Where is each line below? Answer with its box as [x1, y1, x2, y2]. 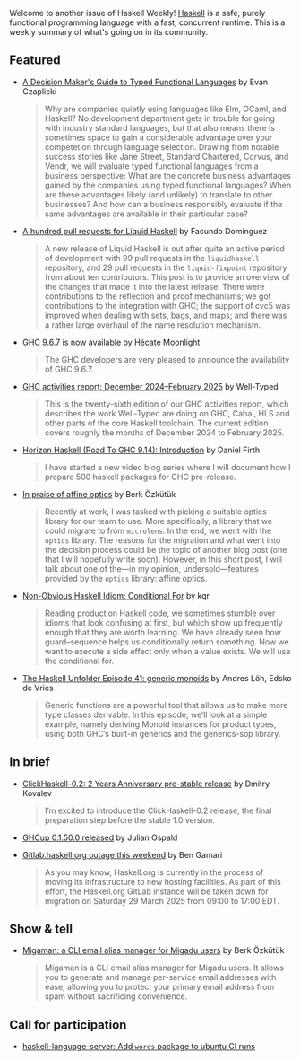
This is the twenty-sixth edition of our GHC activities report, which [44, 399, 289, 409]
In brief [9, 754, 51, 770]
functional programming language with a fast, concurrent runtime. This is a [9, 17, 286, 28]
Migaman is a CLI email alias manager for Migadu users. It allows [44, 962, 285, 973]
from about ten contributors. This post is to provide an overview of [44, 271, 290, 282]
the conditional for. [44, 655, 115, 666]
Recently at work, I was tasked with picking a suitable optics [44, 506, 267, 517]
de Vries [21, 682, 54, 693]
